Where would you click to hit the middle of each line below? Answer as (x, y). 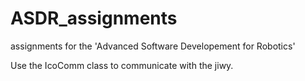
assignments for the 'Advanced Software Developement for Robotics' (153, 46)
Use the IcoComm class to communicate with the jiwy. (122, 65)
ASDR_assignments (94, 18)
